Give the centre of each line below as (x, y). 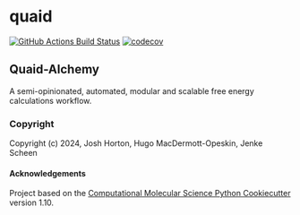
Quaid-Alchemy (55, 69)
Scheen (23, 153)
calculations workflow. (51, 100)
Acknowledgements (48, 173)
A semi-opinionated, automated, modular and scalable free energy (132, 90)
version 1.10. (32, 202)
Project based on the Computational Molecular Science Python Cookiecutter (150, 193)
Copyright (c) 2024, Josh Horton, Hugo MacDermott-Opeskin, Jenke (136, 143)
